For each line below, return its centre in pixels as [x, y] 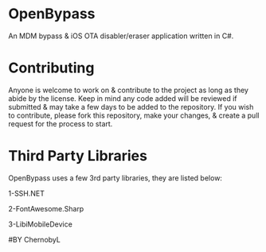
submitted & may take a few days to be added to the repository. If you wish [131, 107]
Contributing [51, 68]
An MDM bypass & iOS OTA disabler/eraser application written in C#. [121, 36]
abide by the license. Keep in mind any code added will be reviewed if [123, 98]
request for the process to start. [61, 123]
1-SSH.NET [27, 193]
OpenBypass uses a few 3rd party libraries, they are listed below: [115, 178]
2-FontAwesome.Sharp [46, 208]
